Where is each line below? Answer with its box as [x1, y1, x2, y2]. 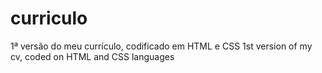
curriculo [10, 7, 88, 30]
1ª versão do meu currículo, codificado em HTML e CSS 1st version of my [10, 40, 313, 52]
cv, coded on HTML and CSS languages [10, 50, 175, 62]
